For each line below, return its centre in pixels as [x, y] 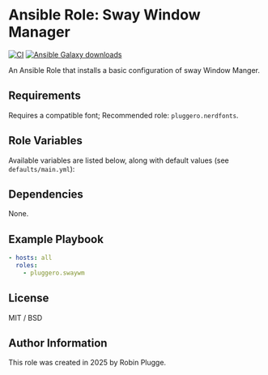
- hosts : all [30, 258]
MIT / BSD [26, 317]
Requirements [45, 96]
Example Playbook [56, 239]
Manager [39, 32]
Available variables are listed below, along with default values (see [119, 160]
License [29, 298]
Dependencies [46, 194]
